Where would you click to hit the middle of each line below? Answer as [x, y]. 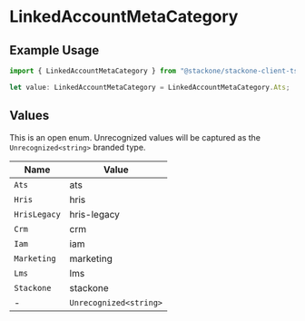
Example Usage [54, 50]
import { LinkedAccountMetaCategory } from [93, 71]
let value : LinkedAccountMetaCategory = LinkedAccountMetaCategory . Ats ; [150, 87]
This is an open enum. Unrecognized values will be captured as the [135, 137]
